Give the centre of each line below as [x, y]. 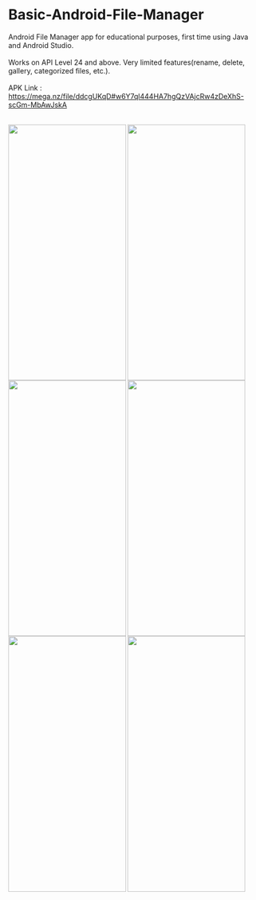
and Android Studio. [41, 45]
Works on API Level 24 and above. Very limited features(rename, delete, [127, 62]
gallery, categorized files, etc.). [59, 70]
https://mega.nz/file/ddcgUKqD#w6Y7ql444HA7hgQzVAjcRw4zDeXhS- [126, 96]
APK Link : [25, 88]
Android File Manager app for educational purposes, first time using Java [128, 37]
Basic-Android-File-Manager [106, 15]
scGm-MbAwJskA [38, 105]
